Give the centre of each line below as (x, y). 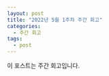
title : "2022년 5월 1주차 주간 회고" (55, 20)
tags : (15, 39)
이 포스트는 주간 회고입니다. (44, 65)
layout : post (26, 13)
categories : (24, 26)
